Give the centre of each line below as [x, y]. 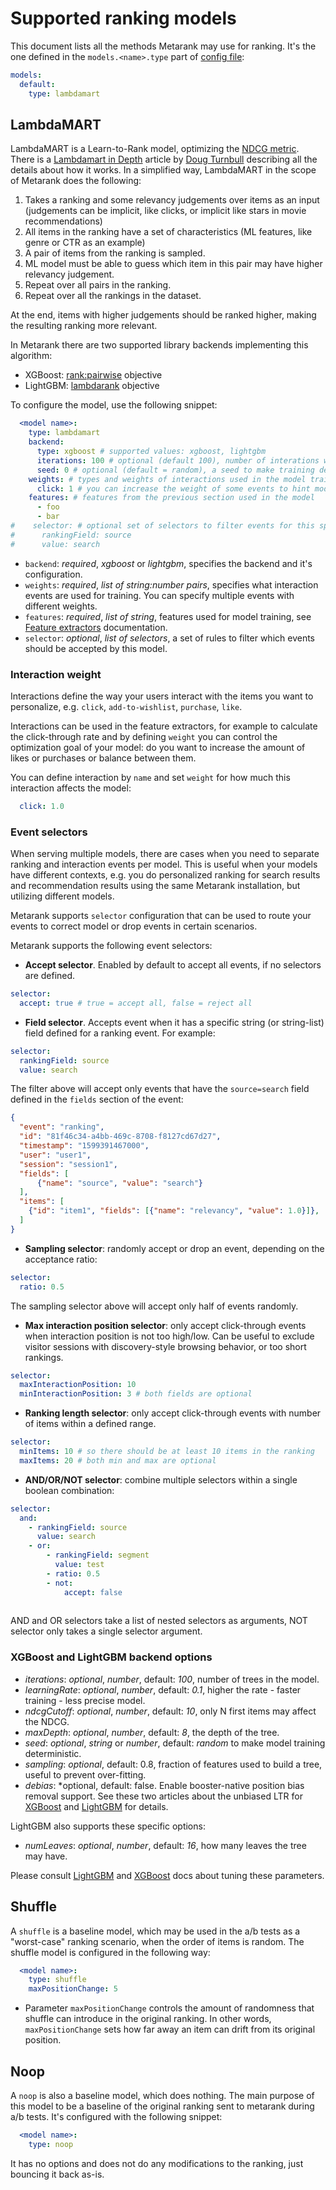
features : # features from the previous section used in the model [171, 498]
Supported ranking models [123, 18]
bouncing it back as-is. [57, 2174]
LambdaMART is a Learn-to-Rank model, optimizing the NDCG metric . [155, 149]
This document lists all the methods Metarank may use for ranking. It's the [163, 46]
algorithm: [31, 356]
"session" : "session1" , [68, 1164]
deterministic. [53, 1753]
